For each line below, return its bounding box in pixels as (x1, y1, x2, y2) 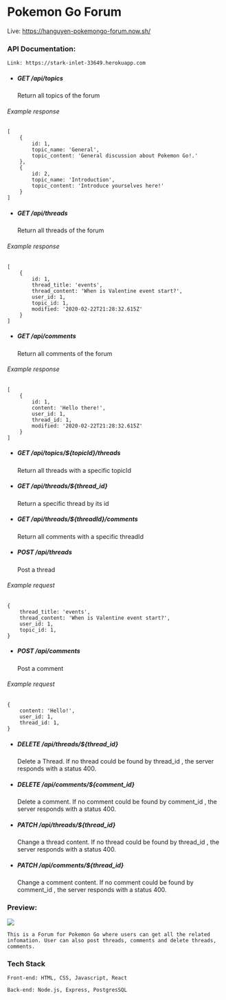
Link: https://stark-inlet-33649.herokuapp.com (7, 60, 146, 67)
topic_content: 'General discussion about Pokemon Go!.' (32, 153, 198, 159)
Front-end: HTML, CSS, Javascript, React (7, 975, 128, 981)
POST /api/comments (16, 647, 80, 655)
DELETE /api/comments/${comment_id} (16, 780, 135, 788)
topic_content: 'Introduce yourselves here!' (32, 183, 165, 190)
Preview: (7, 902, 38, 912)
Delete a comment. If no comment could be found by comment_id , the (16, 797, 218, 805)
